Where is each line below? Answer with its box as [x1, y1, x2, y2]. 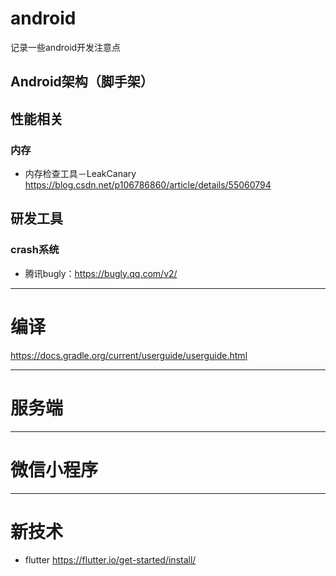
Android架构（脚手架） [10, 73, 154, 91]
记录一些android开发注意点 [10, 41, 122, 53]
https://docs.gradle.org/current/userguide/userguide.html [10, 349, 248, 361]
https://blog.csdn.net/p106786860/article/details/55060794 [24, 179, 272, 191]
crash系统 [10, 243, 60, 257]
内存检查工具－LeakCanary [24, 168, 137, 180]
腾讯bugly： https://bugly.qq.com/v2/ [24, 267, 178, 279]
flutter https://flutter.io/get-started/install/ [24, 554, 197, 566]
